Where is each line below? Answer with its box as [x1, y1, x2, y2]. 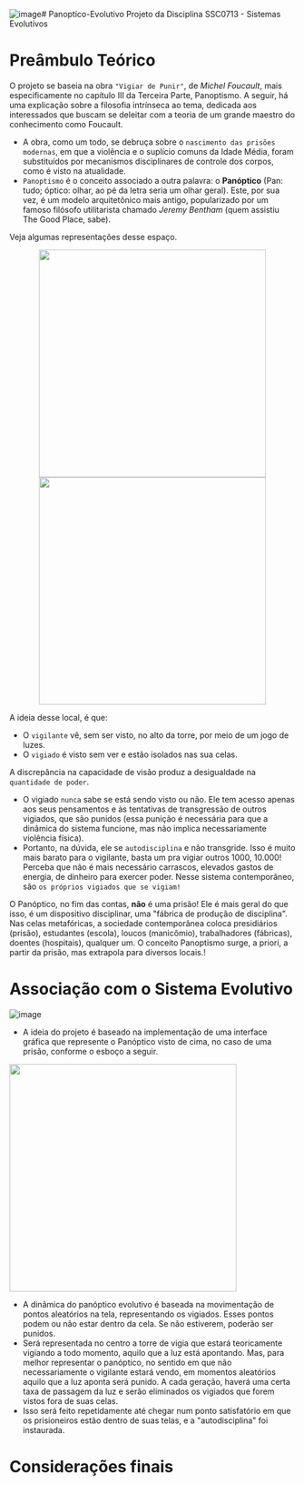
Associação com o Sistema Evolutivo [9, 979, 293, 1000]
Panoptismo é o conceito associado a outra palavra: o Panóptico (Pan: [22, 175, 284, 186]
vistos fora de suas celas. [22, 1395, 119, 1406]
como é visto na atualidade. [22, 165, 126, 177]
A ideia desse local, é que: [9, 712, 108, 722]
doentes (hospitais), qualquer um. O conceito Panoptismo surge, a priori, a [9, 937, 289, 948]
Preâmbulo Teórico [9, 50, 156, 71]
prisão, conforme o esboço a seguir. [22, 1046, 159, 1056]
